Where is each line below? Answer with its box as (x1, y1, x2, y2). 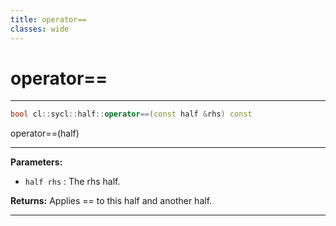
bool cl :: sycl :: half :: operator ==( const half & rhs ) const (10, 109, 253, 120)
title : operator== (10, 14, 87, 25)
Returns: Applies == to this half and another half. (10, 195, 213, 207)
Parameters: (10, 156, 63, 168)
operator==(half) (10, 127, 80, 140)
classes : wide (10, 24, 70, 34)
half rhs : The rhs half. (24, 176, 121, 188)
